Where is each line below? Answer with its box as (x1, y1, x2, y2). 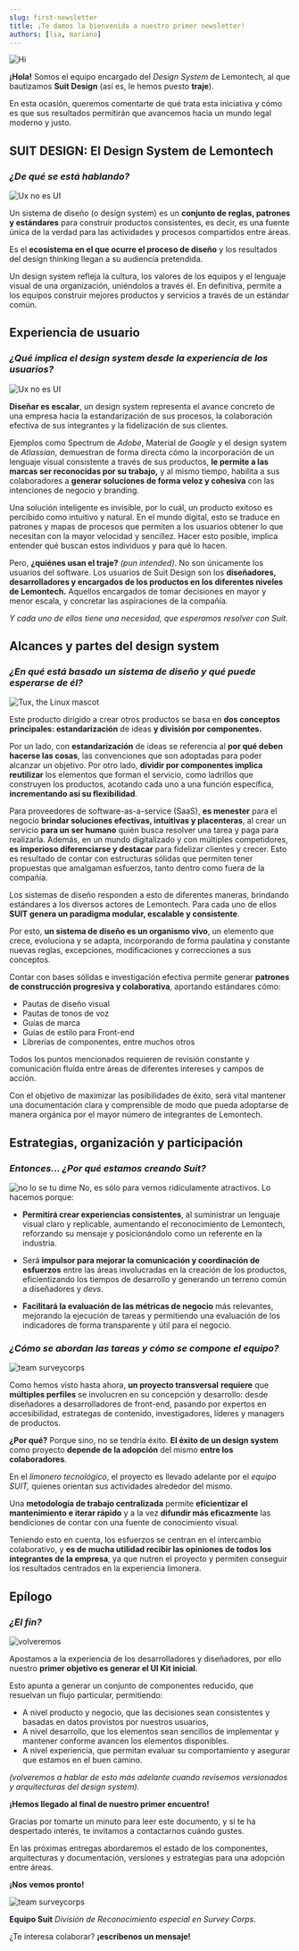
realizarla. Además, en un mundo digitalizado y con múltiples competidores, (9, 834, 288, 845)
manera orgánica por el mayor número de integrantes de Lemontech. (9, 1110, 263, 1120)
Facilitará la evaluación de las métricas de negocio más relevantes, (21, 1301, 274, 1312)
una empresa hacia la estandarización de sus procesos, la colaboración (9, 410, 273, 421)
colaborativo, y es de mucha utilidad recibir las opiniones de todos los (9, 1544, 272, 1555)
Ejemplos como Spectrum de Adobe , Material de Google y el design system (9, 437, 287, 448)
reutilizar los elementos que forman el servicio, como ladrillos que (9, 770, 254, 781)
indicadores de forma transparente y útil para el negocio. (21, 1320, 232, 1330)
